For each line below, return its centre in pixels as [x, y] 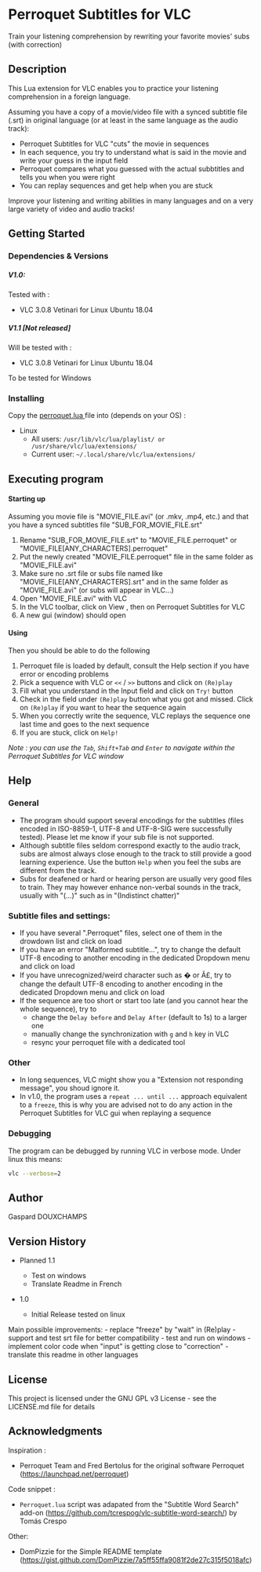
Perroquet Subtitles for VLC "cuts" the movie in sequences [114, 144]
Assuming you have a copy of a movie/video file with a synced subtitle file [128, 112]
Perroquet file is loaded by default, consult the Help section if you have [134, 666]
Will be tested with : [40, 348]
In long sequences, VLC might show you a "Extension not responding [131, 1080]
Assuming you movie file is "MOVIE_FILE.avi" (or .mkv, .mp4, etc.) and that [129, 516]
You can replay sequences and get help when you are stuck [116, 185]
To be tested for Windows [50, 378]
